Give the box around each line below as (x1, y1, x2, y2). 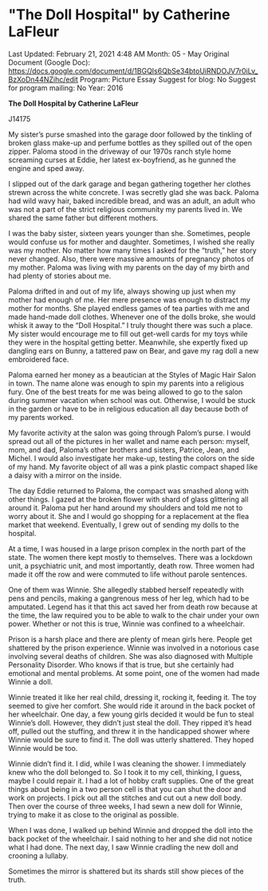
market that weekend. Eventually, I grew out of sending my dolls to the (8, 520, 239, 529)
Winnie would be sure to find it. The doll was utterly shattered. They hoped (8, 734, 254, 745)
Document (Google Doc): (8, 58, 90, 67)
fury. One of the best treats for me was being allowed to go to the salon (8, 386, 243, 397)
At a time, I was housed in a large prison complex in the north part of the (8, 544, 246, 553)
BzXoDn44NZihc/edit (8, 74, 78, 84)
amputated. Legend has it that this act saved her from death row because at (8, 601, 258, 611)
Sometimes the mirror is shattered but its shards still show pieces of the (8, 866, 244, 876)
